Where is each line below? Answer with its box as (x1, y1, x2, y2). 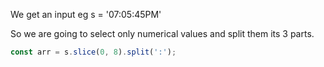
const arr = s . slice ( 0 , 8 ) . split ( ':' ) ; (10, 47, 177, 57)
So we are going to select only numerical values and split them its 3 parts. (10, 28, 315, 39)
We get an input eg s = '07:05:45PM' (10, 9, 162, 20)
